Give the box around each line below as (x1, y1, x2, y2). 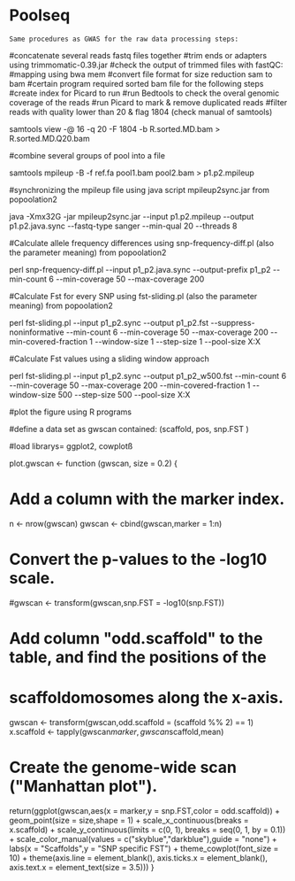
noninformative (9, 327, 64, 337)
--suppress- (210, 317, 255, 328)
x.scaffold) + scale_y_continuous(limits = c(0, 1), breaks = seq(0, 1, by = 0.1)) (9, 824, 286, 835)
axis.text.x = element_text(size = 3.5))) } (9, 862, 155, 872)
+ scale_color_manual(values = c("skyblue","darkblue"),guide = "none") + (9, 833, 278, 844)
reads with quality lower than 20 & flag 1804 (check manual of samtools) (9, 106, 273, 117)
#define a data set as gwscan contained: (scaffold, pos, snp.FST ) (9, 423, 249, 434)
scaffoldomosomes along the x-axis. (9, 688, 284, 708)
